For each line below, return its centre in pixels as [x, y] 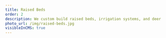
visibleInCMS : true [25, 28]
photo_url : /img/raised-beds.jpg [40, 23]
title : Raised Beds [25, 10]
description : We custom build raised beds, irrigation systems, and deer [83, 19]
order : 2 [14, 14]
